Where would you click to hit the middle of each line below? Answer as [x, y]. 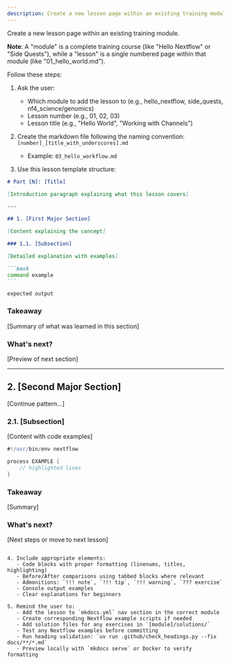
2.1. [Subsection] [36, 421]
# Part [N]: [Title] [37, 182]
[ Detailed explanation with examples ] [63, 256]
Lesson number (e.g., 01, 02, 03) [74, 116]
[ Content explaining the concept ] [57, 231]
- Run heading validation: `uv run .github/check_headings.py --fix [116, 637]
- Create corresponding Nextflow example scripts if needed [104, 619]
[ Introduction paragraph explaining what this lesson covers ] [98, 194]
